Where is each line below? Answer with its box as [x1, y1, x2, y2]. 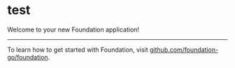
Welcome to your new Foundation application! [7, 25, 140, 34]
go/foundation [7, 53, 48, 61]
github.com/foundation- [149, 45, 219, 54]
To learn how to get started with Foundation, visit [7, 45, 148, 54]
